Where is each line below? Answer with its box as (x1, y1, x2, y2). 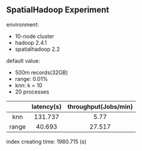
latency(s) (31, 102, 62, 111)
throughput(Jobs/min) (67, 102, 134, 111)
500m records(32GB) (14, 69, 68, 76)
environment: (6, 21, 39, 28)
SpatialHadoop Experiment (6, 5, 110, 15)
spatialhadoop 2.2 (14, 45, 60, 53)
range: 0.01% (14, 75, 48, 82)
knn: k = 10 (14, 82, 43, 89)
